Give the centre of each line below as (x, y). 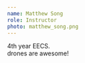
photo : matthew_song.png (43, 26)
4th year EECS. (29, 46)
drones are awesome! (38, 53)
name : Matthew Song (35, 13)
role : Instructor (32, 20)
